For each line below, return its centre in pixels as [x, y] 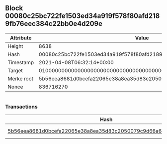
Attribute [21, 38]
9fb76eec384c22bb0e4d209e [54, 24]
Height [15, 46]
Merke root [21, 78]
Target [15, 70]
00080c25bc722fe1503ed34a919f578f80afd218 [83, 16]
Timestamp [21, 62]
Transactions [22, 107]
